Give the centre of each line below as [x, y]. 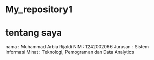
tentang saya [34, 33]
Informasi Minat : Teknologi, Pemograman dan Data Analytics [70, 52]
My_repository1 [39, 9]
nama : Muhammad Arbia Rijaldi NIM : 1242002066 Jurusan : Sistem [77, 47]
